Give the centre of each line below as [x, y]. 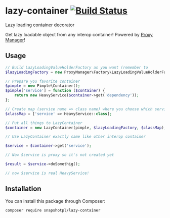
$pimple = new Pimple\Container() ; [43, 86]
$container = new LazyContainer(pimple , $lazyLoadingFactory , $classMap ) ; [86, 128]
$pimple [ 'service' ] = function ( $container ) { [55, 91]
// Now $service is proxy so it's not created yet [60, 155]
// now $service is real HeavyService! [47, 173]
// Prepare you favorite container [43, 81]
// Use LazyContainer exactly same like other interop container [75, 137]
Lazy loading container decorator [40, 25]
